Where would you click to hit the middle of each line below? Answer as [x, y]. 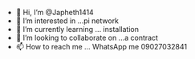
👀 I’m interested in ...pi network [67, 21]
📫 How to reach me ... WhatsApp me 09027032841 [101, 47]
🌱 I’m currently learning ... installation [77, 29]
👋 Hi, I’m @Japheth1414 [55, 12]
